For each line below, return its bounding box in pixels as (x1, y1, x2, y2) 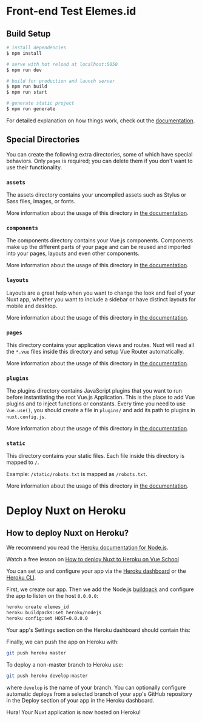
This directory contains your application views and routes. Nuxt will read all (6, 341, 194, 348)
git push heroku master (6, 650, 67, 656)
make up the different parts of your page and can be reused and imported (6, 244, 191, 251)
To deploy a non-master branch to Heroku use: (6, 661, 124, 668)
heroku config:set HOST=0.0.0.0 (6, 615, 88, 622)
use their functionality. (6, 163, 62, 171)
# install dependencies (6, 44, 67, 51)
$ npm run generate (6, 106, 56, 112)
